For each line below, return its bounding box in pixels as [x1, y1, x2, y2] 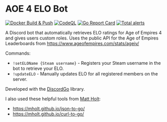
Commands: [5, 50, 31, 56]
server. [12, 76, 28, 82]
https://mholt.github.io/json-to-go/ [12, 105, 85, 111]
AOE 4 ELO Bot [5, 3, 68, 15]
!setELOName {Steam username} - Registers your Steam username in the [12, 60, 161, 66]
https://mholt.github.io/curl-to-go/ [12, 111, 84, 117]
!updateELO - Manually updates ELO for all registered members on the [12, 70, 158, 76]
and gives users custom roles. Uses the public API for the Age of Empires [5, 35, 159, 41]
